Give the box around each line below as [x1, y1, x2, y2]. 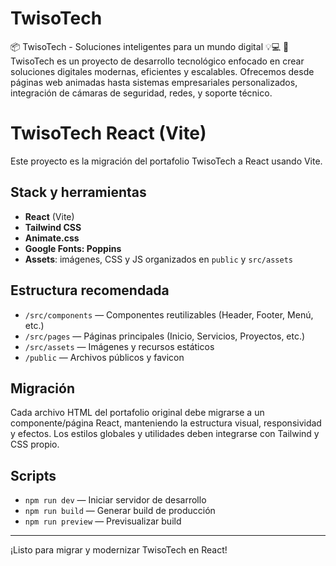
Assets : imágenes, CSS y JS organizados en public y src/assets [24, 253, 293, 265]
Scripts [10, 467, 57, 484]
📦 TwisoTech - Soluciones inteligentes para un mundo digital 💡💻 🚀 [10, 40, 290, 52]
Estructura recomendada [10, 282, 170, 299]
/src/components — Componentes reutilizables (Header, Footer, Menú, [24, 308, 314, 321]
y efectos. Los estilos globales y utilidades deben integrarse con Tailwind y [10, 428, 320, 440]
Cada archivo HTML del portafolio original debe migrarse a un [10, 407, 265, 419]
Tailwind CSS [24, 221, 82, 233]
